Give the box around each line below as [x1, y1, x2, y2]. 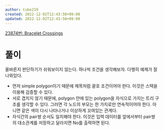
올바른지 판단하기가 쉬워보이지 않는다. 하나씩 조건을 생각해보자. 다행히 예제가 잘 [5, 67, 158, 73]
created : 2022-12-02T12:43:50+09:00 [5, 12, 80, 17]
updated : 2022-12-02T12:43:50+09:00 [5, 16, 80, 21]
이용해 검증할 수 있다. [12, 89, 53, 95]
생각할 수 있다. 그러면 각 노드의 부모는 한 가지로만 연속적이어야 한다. [21, 102, 152, 107]
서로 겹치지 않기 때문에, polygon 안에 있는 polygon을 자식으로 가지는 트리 [12, 95, 154, 101]
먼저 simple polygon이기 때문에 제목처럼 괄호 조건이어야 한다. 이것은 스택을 [12, 83, 158, 89]
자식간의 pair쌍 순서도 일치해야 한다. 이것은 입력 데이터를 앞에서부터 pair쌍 [12, 114, 156, 120]
